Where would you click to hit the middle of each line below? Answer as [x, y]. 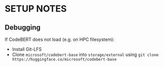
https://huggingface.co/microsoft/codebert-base [64, 59]
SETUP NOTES [36, 9]
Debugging [23, 27]
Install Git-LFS [27, 49]
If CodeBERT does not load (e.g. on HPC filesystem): [60, 39]
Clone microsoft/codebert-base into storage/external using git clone [85, 54]
